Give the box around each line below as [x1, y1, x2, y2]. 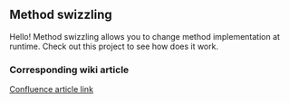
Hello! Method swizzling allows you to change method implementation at [9, 31, 281, 42]
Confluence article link [9, 84, 93, 95]
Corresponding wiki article [9, 63, 130, 76]
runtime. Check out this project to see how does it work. [9, 41, 219, 51]
